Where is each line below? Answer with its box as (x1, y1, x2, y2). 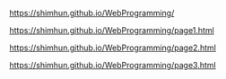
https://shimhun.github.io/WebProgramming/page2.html (9, 42, 217, 53)
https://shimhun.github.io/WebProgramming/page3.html (9, 60, 217, 70)
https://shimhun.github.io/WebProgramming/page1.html (9, 25, 215, 35)
